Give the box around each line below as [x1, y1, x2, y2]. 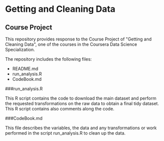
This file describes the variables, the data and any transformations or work [5, 125, 157, 131]
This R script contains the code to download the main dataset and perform [5, 95, 157, 101]
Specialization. [5, 47, 36, 52]
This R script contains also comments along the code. [5, 106, 115, 111]
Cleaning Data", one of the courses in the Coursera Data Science [5, 41, 137, 47]
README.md [12, 66, 39, 71]
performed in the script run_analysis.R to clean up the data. [5, 130, 126, 136]
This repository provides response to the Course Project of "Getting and [5, 36, 152, 42]
